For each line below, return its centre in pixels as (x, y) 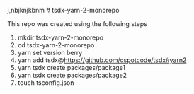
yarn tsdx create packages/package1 (72, 67)
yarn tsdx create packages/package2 (72, 75)
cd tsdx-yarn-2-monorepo (56, 45)
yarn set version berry (50, 53)
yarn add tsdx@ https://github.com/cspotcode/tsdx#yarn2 (102, 60)
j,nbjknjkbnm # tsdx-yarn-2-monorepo (63, 10)
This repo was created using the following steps (77, 24)
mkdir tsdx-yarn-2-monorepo (61, 37)
